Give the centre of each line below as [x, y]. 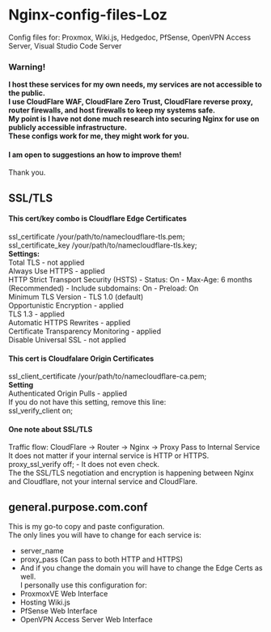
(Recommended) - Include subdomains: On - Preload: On [104, 288]
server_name [42, 551]
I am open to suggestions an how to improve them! [95, 155]
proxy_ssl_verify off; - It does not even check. [84, 464]
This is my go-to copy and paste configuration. [87, 527]
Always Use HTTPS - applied [57, 271]
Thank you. [27, 172]
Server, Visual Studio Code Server [65, 45]
